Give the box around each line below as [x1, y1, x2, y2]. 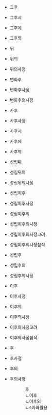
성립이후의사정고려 [9, 231, 45, 237]
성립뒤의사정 [9, 180, 34, 186]
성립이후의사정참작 [9, 242, 45, 247]
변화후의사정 [9, 97, 34, 103]
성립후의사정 [9, 273, 34, 278]
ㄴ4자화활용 [25, 405, 48, 410]
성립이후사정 [9, 201, 34, 206]
